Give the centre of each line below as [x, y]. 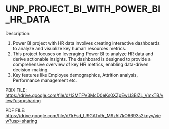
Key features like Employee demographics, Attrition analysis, [75, 75]
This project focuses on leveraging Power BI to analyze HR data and [83, 54]
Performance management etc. [45, 80]
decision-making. [30, 70]
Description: [18, 33]
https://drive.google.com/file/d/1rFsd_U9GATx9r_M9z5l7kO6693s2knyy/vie [83, 115]
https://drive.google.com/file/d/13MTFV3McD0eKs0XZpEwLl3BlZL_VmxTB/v [84, 95]
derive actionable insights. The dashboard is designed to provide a [81, 59]
